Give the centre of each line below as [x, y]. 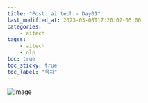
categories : [24, 26]
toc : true [22, 59]
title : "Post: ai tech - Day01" [54, 14]
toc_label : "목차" [32, 72]
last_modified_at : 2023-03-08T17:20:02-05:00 [74, 20]
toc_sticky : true [32, 65]
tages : [17, 40]
